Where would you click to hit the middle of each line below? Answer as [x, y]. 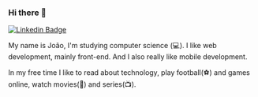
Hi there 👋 [28, 13]
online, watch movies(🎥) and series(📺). [72, 84]
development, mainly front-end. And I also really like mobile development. [128, 57]
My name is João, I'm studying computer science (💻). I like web [112, 46]
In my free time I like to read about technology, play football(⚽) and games [129, 73]
